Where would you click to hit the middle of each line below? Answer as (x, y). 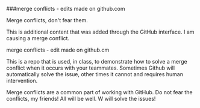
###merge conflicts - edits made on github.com (66, 9)
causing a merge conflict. (38, 38)
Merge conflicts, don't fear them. (47, 20)
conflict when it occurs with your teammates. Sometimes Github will (91, 68)
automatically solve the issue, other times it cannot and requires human (95, 74)
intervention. (22, 81)
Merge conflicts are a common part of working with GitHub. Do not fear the (99, 92)
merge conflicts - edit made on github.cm (58, 50)
